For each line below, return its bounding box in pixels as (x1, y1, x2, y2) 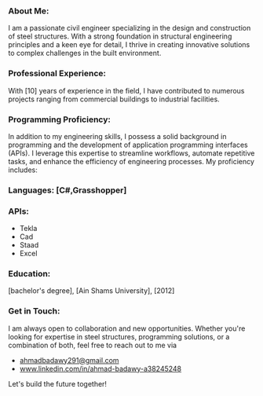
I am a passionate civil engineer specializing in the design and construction (8, 24, 251, 33)
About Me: (8, 5, 49, 16)
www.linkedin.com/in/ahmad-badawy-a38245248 (19, 364, 182, 373)
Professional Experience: (8, 68, 106, 79)
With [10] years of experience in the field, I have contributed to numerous (8, 86, 245, 95)
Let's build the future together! (8, 379, 108, 388)
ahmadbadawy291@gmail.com (19, 355, 119, 365)
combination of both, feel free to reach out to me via (8, 340, 177, 350)
